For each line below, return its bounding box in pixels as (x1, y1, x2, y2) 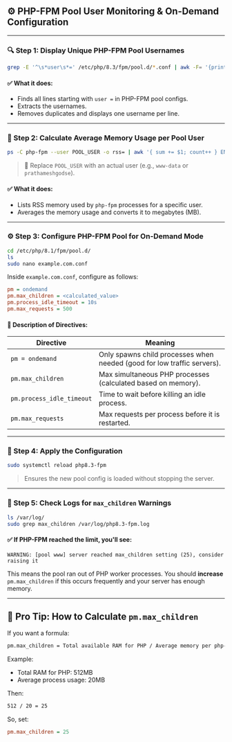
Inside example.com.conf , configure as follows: (7, 273, 139, 281)
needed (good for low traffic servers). (99, 358, 221, 368)
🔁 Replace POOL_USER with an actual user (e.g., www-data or (23, 161, 188, 170)
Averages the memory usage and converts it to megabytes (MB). (17, 208, 202, 216)
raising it (7, 557, 39, 564)
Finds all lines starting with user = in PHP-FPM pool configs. (17, 95, 188, 103)
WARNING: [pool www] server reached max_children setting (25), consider (7, 551, 224, 558)
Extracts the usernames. (17, 102, 87, 110)
